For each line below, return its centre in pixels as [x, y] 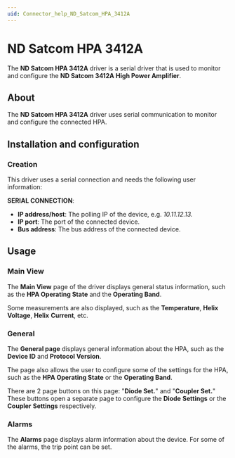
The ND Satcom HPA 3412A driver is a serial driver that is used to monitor [114, 68]
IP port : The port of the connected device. [79, 222]
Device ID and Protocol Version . [54, 357]
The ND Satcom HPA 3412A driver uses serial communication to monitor [112, 115]
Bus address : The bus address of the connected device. [99, 229]
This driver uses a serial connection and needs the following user [102, 179]
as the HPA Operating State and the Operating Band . [85, 294]
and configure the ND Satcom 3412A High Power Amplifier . [94, 75]
